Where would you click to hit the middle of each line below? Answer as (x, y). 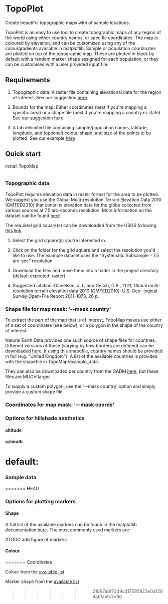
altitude (14, 430)
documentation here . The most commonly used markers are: (68, 530)
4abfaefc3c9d (107, 596)
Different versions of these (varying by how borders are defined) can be (79, 346)
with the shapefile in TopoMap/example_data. (52, 362)
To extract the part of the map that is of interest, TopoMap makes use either (83, 320)
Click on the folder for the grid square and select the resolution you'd (84, 250)
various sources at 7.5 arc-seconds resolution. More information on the (78, 210)
